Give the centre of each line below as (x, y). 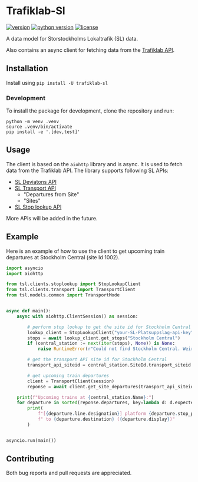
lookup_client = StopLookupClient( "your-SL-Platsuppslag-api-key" (110, 332)
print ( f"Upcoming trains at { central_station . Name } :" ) (85, 397)
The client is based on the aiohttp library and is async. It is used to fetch (94, 164)
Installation (27, 69)
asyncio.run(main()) (32, 440)
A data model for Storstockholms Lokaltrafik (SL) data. (72, 38)
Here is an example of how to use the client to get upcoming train (85, 251)
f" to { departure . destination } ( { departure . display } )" (106, 420)
